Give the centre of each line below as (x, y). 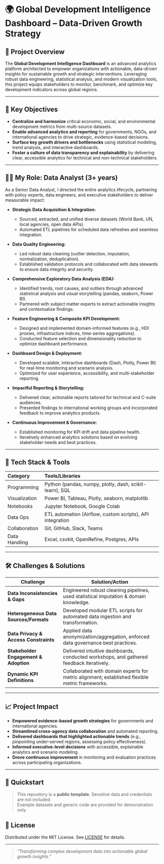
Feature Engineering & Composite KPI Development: (66, 319)
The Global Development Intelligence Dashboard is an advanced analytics (81, 63)
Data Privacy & (25, 634)
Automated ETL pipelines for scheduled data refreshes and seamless (89, 229)
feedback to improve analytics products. (60, 413)
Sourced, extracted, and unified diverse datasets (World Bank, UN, (86, 219)
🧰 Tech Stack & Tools (37, 462)
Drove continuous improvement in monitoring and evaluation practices (84, 757)
